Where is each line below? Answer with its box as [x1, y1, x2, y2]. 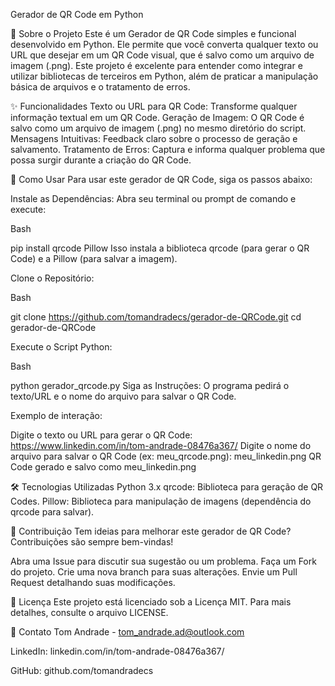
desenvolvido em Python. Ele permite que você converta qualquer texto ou [10, 39, 319, 50]
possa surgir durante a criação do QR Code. [10, 154, 192, 166]
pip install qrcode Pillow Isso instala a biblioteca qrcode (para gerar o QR [10, 242, 310, 254]
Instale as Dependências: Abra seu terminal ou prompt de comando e [10, 193, 297, 204]
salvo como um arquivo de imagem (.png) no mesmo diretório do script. [10, 122, 307, 134]
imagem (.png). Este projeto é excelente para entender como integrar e [10, 60, 303, 71]
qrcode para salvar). [10, 506, 95, 518]
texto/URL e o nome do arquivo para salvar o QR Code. [10, 390, 237, 402]
